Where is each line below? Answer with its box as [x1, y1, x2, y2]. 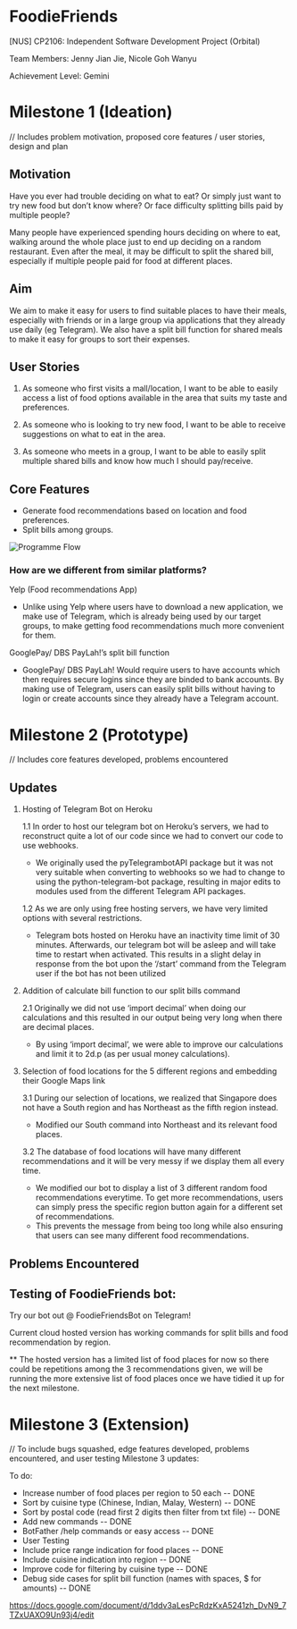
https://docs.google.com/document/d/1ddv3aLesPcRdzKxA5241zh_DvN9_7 [9, 1600, 287, 1611]
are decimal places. [21, 1022, 95, 1033]
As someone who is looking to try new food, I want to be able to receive [21, 419, 286, 430]
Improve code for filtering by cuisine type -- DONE [21, 1564, 208, 1574]
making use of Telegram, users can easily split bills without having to [21, 684, 276, 695]
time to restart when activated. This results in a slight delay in [35, 950, 261, 960]
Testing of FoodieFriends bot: [9, 1286, 177, 1302]
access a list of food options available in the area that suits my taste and [21, 392, 288, 403]
